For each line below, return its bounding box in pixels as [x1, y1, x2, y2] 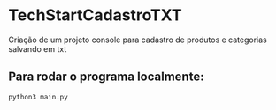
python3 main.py [8, 92, 68, 101]
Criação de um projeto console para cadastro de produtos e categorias [8, 34, 267, 45]
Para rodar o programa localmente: [8, 70, 204, 84]
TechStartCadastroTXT [8, 5, 182, 26]
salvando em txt [8, 43, 67, 54]
